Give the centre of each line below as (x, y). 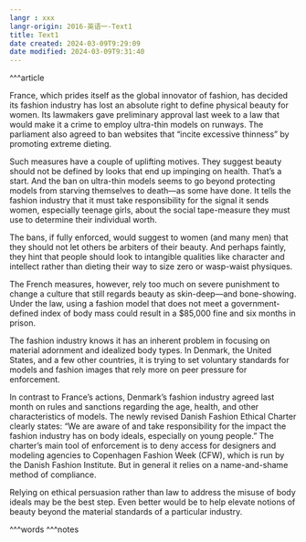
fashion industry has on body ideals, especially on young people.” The (142, 436)
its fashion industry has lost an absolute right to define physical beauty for (149, 105)
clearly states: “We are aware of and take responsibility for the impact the (148, 426)
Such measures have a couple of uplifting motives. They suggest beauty (146, 162)
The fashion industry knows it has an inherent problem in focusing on (140, 341)
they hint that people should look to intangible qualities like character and (147, 257)
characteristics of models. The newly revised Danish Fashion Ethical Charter (153, 417)
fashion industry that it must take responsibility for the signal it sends (139, 201)
